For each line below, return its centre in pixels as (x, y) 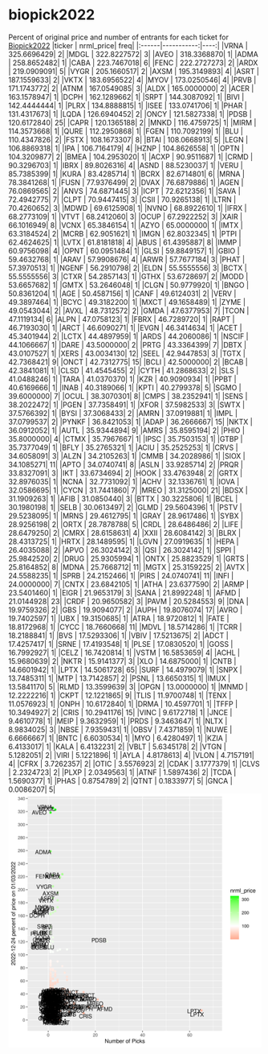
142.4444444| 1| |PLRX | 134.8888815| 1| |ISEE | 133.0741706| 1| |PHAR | (128, 105)
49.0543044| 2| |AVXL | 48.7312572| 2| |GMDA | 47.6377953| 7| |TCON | (129, 311)
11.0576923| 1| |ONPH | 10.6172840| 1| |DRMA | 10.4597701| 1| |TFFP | (123, 704)
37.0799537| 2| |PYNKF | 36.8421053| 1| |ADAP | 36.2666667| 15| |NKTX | (130, 422)
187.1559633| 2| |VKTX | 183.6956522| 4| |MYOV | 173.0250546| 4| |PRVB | (132, 80)
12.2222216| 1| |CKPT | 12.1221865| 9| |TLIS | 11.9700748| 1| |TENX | (120, 695)
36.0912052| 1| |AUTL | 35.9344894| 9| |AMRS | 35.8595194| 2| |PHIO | (126, 430)
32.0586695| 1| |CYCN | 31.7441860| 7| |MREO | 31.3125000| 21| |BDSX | (128, 490)
